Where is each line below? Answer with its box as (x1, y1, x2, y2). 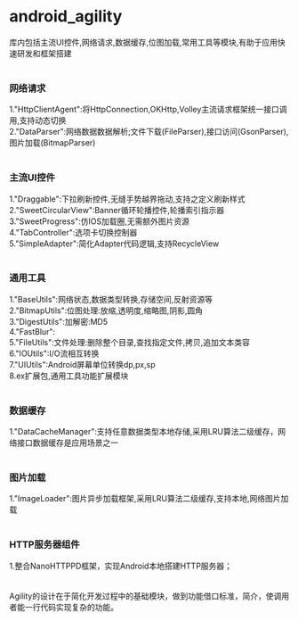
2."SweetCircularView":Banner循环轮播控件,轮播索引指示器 (9, 204, 225, 215)
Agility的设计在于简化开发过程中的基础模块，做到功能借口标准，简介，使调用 (9, 591, 290, 601)
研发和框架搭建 (16, 47, 72, 59)
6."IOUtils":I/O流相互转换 (9, 348, 100, 359)
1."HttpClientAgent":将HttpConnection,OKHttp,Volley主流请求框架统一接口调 (9, 104, 287, 115)
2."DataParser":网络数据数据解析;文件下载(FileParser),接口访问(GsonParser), (9, 127, 289, 137)
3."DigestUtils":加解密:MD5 (9, 316, 109, 327)
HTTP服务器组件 (9, 538, 80, 551)
